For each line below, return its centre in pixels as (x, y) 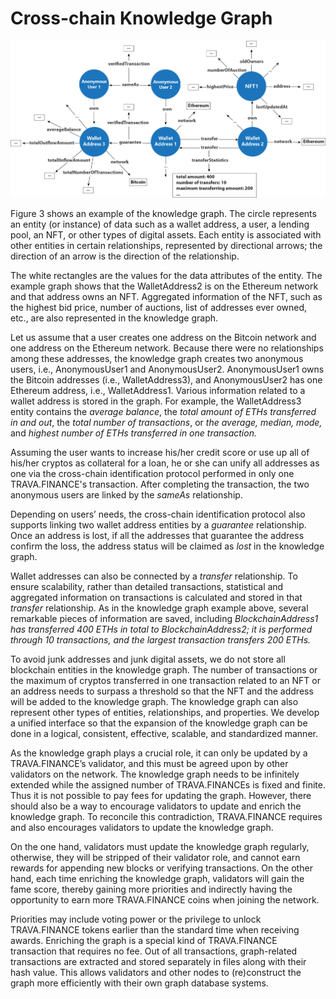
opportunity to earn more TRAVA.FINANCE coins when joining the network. (165, 900)
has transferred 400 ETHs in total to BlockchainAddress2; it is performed (161, 629)
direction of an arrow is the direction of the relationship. (125, 256)
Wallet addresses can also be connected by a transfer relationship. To (154, 576)
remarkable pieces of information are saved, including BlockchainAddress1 (164, 619)
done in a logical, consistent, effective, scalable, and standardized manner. (164, 734)
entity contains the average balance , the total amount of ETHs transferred (163, 412)
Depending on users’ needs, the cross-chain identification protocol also (158, 514)
